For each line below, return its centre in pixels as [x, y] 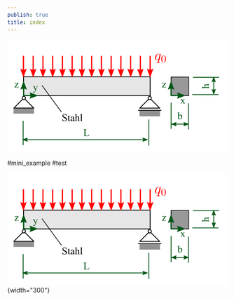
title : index [26, 22]
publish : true [28, 15]
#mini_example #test [37, 163]
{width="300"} [29, 290]
